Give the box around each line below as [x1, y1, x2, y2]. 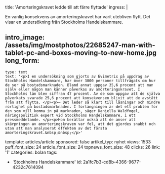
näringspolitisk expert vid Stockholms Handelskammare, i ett [5, 113, 136, 118]
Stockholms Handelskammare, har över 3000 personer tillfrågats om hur [5, 78, 156, 83]
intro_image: [5, 33, 45, 42]
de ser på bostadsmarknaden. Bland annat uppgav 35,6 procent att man [5, 83, 154, 87]
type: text [5, 69, 28, 75]
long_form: [5, 56, 40, 65]
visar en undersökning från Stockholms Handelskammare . [5, 19, 124, 25]
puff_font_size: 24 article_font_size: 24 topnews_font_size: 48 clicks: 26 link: [5, 144, 161, 150]
